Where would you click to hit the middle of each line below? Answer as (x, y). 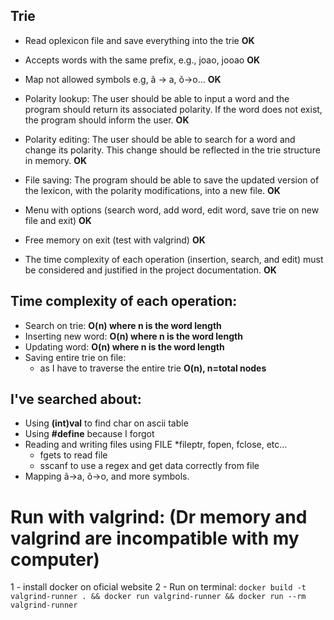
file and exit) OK (58, 220)
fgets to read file (73, 455)
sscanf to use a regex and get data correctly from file (149, 466)
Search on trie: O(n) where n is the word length (123, 325)
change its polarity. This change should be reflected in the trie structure (172, 150)
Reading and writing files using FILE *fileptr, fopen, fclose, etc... (156, 445)
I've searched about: (76, 399)
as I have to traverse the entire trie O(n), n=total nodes (153, 368)
